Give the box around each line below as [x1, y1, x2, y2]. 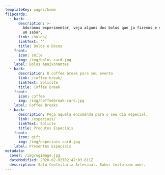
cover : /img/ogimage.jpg [9, 153, 60, 158]
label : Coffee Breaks [14, 103, 58, 108]
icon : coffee [18, 94, 45, 99]
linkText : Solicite [18, 80, 58, 85]
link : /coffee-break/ [18, 75, 63, 80]
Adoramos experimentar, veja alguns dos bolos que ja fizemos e [23, 25, 157, 30]
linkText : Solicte [18, 121, 56, 126]
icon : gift [18, 135, 41, 140]
